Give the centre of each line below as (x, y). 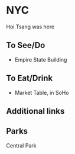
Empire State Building (41, 59)
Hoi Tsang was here (30, 27)
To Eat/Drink (30, 78)
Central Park (21, 145)
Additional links (35, 111)
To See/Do (26, 45)
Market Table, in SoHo (42, 92)
